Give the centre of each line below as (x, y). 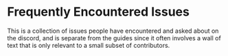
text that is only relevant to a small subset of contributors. (89, 45)
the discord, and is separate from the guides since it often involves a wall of (114, 38)
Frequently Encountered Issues (99, 12)
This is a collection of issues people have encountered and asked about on (113, 31)
